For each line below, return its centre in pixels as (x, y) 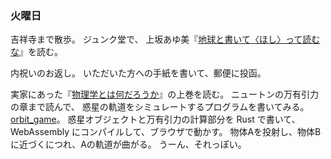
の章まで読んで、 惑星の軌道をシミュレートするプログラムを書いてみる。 (160, 107)
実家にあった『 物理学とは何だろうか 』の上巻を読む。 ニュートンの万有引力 (165, 94)
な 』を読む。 (36, 52)
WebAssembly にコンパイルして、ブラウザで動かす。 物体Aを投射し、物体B (166, 132)
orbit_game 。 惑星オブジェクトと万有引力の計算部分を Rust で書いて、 (155, 119)
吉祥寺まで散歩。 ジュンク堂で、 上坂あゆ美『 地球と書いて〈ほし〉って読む (165, 39)
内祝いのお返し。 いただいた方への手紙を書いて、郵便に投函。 (138, 73)
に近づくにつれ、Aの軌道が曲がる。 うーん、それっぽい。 (128, 144)
